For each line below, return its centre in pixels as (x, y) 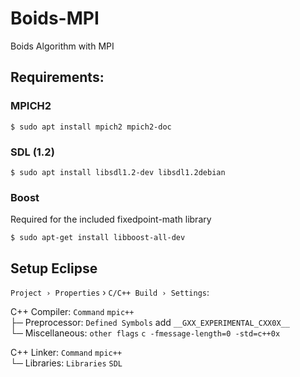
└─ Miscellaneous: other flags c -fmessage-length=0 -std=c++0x (145, 333)
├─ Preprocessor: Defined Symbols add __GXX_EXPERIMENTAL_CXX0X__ (150, 323)
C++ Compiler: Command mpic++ (72, 312)
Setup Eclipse (54, 268)
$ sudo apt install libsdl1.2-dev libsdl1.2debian (118, 172)
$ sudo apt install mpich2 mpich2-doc (91, 127)
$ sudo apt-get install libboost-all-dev (98, 238)
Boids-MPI (55, 18)
